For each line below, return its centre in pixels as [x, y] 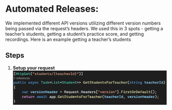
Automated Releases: [52, 9]
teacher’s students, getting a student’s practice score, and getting [75, 34]
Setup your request [34, 68]
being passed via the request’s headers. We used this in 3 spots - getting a [84, 28]
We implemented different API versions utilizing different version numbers [83, 23]
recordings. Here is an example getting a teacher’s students [68, 39]
